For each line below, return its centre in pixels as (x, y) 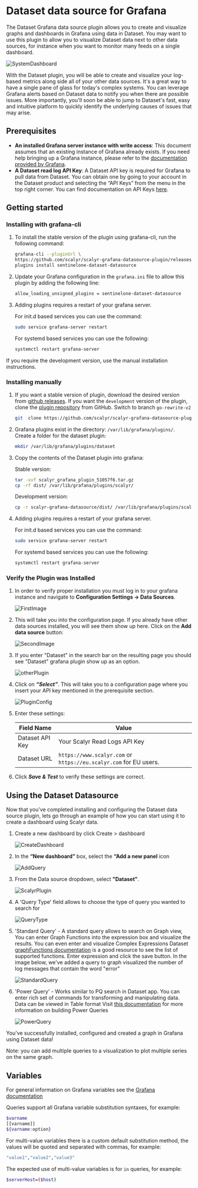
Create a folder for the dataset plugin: (60, 435)
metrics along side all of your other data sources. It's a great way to (105, 81)
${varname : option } (29, 1129)
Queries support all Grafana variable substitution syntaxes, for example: (93, 1108)
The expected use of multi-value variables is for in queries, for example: (94, 1169)
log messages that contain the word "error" (67, 969)
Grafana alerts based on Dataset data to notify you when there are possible (97, 94)
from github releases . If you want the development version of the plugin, (101, 401)
